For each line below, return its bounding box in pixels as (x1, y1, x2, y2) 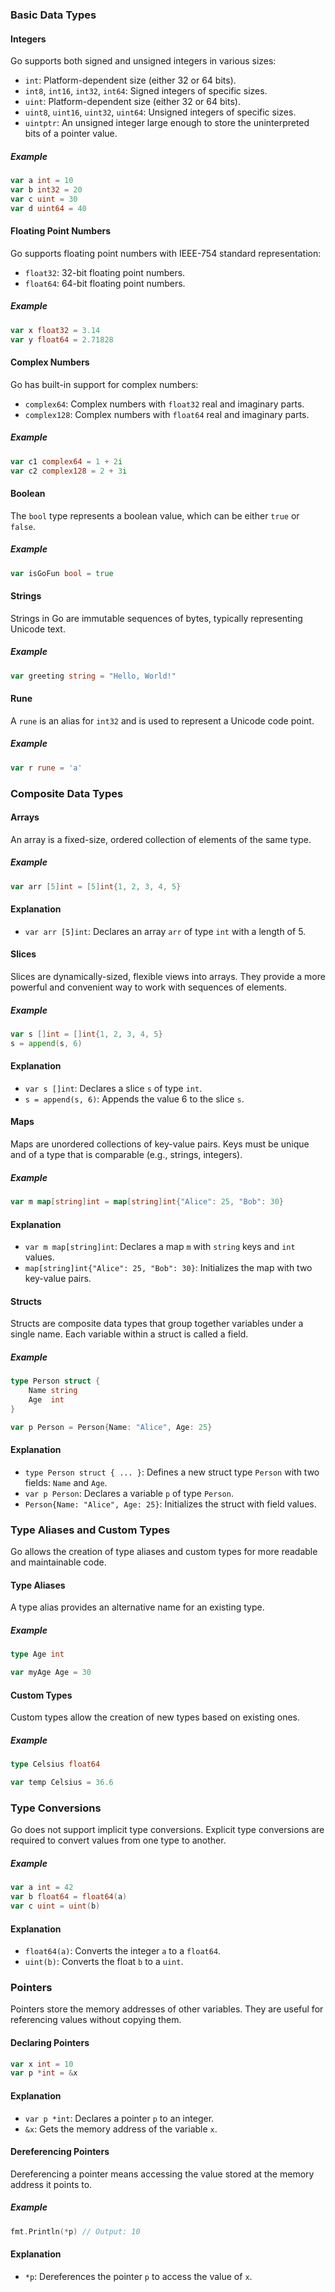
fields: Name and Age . (24, 1476, 108, 1488)
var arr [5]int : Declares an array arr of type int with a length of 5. (24, 925, 307, 937)
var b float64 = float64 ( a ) (10, 1892, 128, 1902)
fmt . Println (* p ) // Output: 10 (10, 2226, 141, 2237)
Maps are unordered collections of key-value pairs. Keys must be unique (10, 1138, 310, 1150)
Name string (28, 1386, 78, 1396)
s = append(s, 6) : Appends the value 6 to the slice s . (24, 1093, 245, 1105)
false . (10, 520, 36, 532)
